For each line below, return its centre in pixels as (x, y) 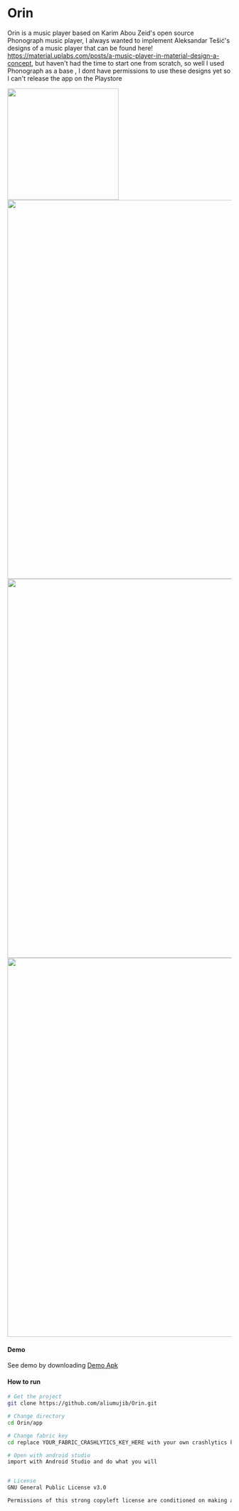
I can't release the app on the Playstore (65, 78)
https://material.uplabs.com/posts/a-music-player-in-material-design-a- (113, 56)
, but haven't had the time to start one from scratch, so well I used (128, 63)
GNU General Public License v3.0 (57, 1488)
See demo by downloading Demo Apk (63, 1365)
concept (20, 63)
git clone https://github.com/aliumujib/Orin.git (83, 1403)
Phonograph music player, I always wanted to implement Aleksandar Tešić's (118, 40)
